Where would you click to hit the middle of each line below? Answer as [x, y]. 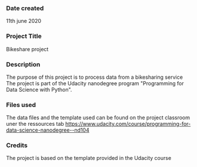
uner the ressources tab [35, 124]
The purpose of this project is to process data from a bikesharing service [95, 77]
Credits [17, 145]
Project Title [24, 36]
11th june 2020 [24, 21]
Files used [21, 105]
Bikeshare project [27, 49]
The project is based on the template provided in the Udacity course [89, 158]
